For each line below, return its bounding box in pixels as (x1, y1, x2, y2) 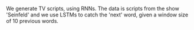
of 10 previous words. (6, 18, 59, 24)
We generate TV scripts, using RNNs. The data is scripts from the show (6, 5, 180, 12)
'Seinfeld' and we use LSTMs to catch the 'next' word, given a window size (6, 11, 189, 18)
